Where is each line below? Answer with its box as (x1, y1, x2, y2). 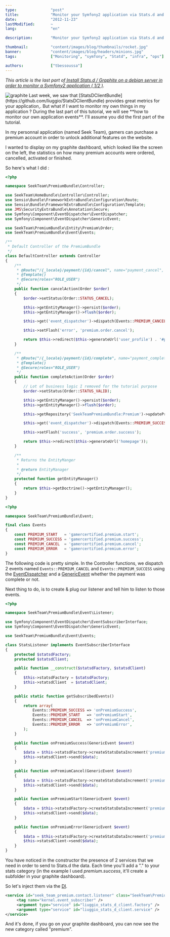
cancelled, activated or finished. (5, 155, 72, 161)
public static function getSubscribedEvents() (14, 693, 114, 699)
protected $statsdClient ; (14, 656, 69, 661)
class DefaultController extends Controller (5, 253, 101, 258)
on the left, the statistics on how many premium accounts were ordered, (5, 149, 155, 155)
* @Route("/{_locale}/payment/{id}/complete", (16, 356, 116, 361)
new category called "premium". (5, 926, 72, 932)
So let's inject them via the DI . (5, 883, 67, 889)
